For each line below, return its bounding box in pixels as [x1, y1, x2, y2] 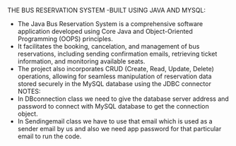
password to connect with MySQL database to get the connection [17, 102, 210, 110]
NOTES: [17, 87, 41, 95]
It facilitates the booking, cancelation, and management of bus [17, 42, 200, 50]
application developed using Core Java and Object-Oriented [17, 28, 193, 35]
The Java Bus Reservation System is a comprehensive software [17, 20, 203, 28]
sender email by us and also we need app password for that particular [17, 125, 222, 133]
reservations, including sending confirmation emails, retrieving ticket [17, 49, 218, 58]
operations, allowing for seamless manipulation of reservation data [17, 72, 212, 80]
